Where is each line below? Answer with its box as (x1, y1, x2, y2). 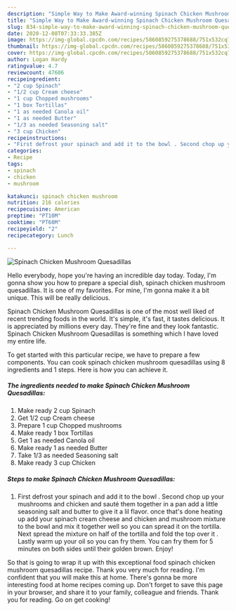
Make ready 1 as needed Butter (17, 444, 107, 452)
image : (7, 37, 27, 44)
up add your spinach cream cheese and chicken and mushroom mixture (17, 515, 226, 523)
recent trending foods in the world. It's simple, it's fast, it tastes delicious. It (7, 314, 225, 323)
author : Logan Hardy (7, 56, 68, 63)
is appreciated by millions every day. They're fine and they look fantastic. (7, 322, 219, 330)
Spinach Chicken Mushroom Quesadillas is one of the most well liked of (7, 307, 214, 315)
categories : (7, 147, 42, 155)
